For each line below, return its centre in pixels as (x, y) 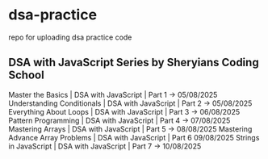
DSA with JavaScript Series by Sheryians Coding (134, 63)
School (26, 75)
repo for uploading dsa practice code (70, 37)
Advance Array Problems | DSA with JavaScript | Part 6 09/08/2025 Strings (134, 137)
